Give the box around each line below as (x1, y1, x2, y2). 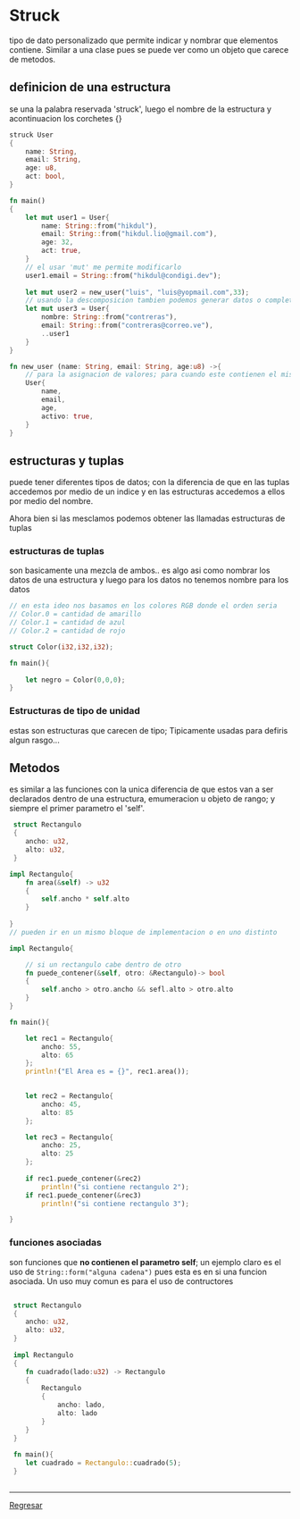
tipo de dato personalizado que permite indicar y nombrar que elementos (9, 35, 279, 46)
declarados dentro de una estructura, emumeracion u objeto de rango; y (9, 793, 275, 804)
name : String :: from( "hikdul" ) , (41, 221, 158, 231)
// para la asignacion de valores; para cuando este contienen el (25, 370, 278, 380)
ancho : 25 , (41, 1141, 82, 1150)
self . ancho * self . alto (41, 894, 129, 903)
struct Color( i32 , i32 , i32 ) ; (9, 642, 114, 651)
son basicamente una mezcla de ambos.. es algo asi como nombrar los (9, 565, 271, 576)
